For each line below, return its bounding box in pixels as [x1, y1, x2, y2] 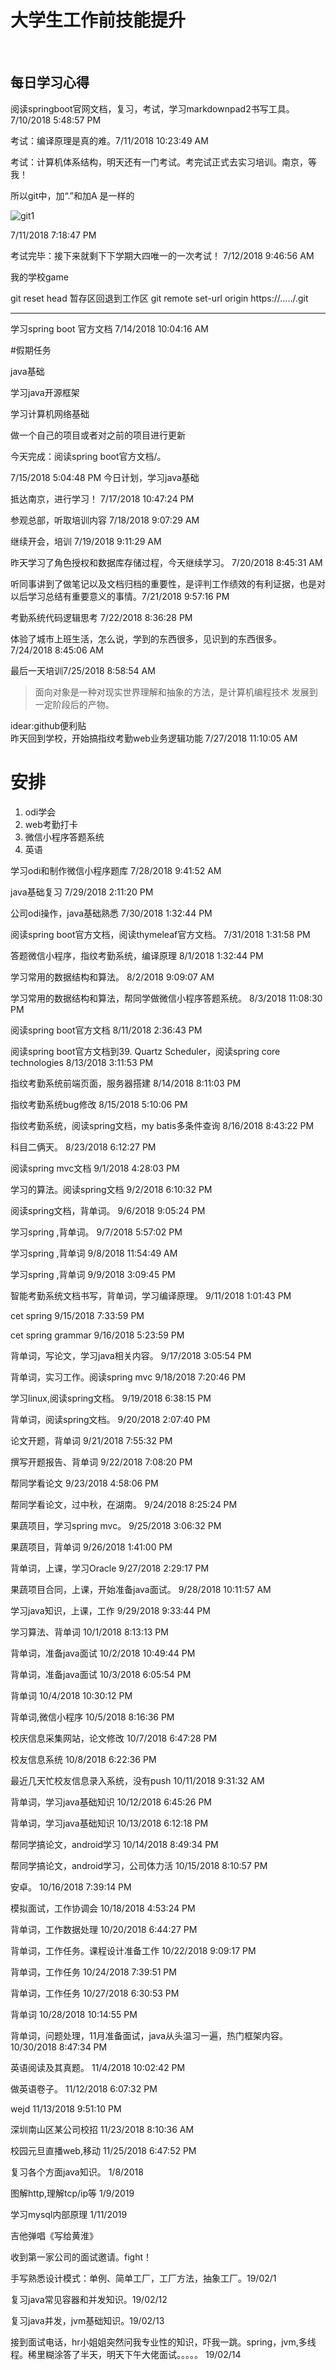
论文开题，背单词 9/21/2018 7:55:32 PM [10, 1434, 173, 1446]
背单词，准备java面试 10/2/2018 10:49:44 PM [10, 1647, 196, 1659]
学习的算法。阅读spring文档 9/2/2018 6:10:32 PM [10, 1183, 213, 1195]
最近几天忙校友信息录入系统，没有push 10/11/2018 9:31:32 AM [10, 1774, 265, 1786]
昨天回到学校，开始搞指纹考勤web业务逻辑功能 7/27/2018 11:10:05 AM [10, 732, 298, 744]
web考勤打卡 [24, 818, 78, 830]
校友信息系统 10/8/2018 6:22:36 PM [10, 1753, 157, 1765]
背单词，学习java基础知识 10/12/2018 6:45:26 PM [10, 1796, 212, 1808]
